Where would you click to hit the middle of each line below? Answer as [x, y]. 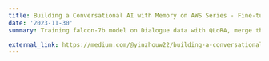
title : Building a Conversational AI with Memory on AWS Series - [121, 15]
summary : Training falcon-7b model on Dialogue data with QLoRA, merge [130, 30]
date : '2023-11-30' [41, 23]
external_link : [34, 44]
